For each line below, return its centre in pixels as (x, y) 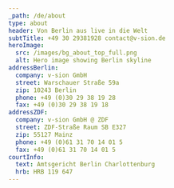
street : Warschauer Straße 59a (67, 82)
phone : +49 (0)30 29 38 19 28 (65, 98)
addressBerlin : (34, 68)
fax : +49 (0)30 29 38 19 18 (62, 105)
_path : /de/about (37, 16)
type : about (28, 23)
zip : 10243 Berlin (46, 90)
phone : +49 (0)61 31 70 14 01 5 (69, 142)
